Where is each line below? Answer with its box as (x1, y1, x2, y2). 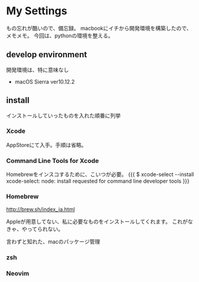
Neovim (6, 270, 30, 278)
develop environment (6, 49, 88, 60)
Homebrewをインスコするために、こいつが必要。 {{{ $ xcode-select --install (6, 171, 194, 178)
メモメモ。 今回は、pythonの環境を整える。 (6, 32, 114, 39)
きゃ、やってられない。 (6, 225, 64, 233)
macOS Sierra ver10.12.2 (14, 78, 75, 85)
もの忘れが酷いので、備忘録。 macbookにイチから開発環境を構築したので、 (6, 24, 192, 32)
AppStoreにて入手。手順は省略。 (6, 141, 87, 148)
